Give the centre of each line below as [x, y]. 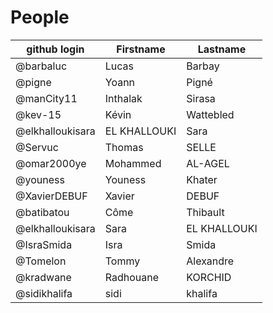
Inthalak [123, 98]
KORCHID [209, 277]
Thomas [124, 147]
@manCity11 [46, 98]
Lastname [222, 49]
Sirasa [201, 98]
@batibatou [42, 212]
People [40, 17]
